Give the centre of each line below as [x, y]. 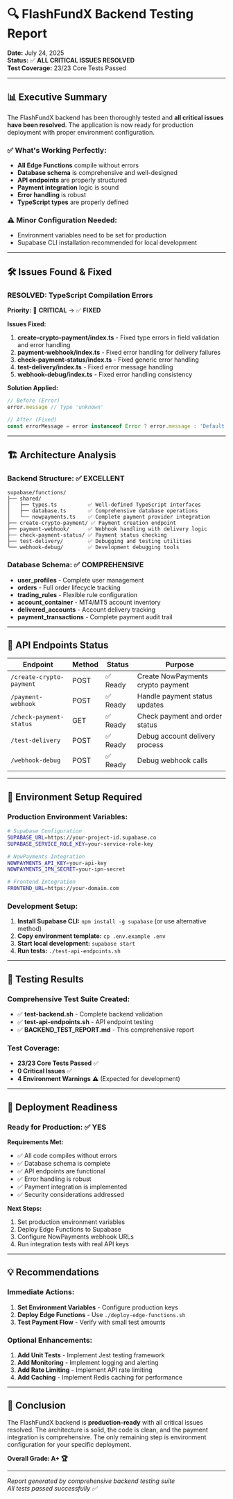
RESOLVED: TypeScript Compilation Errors [80, 295]
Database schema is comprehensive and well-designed [97, 173]
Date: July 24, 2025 [36, 53]
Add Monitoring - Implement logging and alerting [88, 1362]
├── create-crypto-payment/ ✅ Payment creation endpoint [92, 523]
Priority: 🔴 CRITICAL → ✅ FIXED [54, 310]
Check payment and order [180, 717]
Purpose [180, 664]
